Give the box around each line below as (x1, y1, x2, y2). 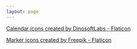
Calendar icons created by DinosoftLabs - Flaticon (6, 25, 131, 32)
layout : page (6, 8, 39, 15)
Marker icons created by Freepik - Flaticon (6, 36, 112, 43)
